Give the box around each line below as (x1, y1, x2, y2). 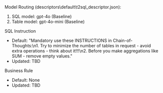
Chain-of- (113, 37, 133, 43)
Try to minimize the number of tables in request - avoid (40, 43, 151, 48)
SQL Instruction (4, 28, 36, 34)
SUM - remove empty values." (11, 53, 73, 59)
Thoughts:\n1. (11, 43, 40, 48)
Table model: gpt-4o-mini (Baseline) (11, 19, 85, 24)
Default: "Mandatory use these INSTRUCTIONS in (11, 37, 112, 43)
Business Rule (4, 68, 33, 74)
